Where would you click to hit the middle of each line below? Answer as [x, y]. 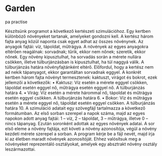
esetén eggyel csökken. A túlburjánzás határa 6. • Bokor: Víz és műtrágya [79, 98]
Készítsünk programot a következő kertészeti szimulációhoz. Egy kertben [78, 31]
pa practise [16, 22]
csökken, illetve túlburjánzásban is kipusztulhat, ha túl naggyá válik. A [74, 62]
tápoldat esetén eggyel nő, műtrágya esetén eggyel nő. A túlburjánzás [75, 87]
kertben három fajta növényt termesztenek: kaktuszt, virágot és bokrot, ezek [81, 77]
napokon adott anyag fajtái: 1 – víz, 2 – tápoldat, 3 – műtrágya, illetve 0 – [77, 118]
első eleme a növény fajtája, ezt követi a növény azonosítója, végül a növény [81, 128]
